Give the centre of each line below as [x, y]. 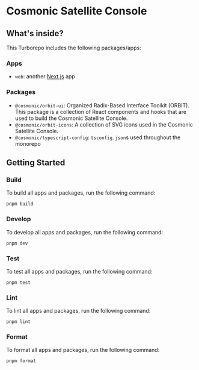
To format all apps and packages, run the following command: [83, 350]
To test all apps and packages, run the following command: [79, 271]
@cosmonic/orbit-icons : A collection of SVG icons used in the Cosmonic [104, 124]
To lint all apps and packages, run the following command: [78, 311]
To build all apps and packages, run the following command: [81, 193]
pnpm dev [17, 243]
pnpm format [21, 361]
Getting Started [36, 162]
